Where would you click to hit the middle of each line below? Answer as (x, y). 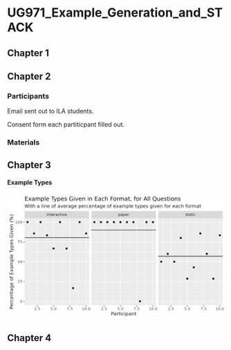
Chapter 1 (28, 53)
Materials (24, 142)
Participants (28, 96)
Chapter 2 (29, 76)
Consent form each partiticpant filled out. (66, 125)
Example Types (30, 183)
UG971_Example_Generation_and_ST (115, 13)
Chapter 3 (29, 165)
